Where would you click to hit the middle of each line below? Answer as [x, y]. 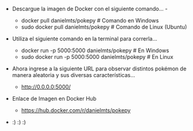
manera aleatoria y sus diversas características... [74, 75]
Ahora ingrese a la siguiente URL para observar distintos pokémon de [99, 69]
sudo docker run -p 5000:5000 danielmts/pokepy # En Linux [97, 57]
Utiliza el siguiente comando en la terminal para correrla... [85, 39]
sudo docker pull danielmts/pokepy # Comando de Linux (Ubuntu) [104, 27]
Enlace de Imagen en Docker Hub [54, 99]
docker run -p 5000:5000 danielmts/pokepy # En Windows [95, 50]
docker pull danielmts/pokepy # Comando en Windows [90, 20]
